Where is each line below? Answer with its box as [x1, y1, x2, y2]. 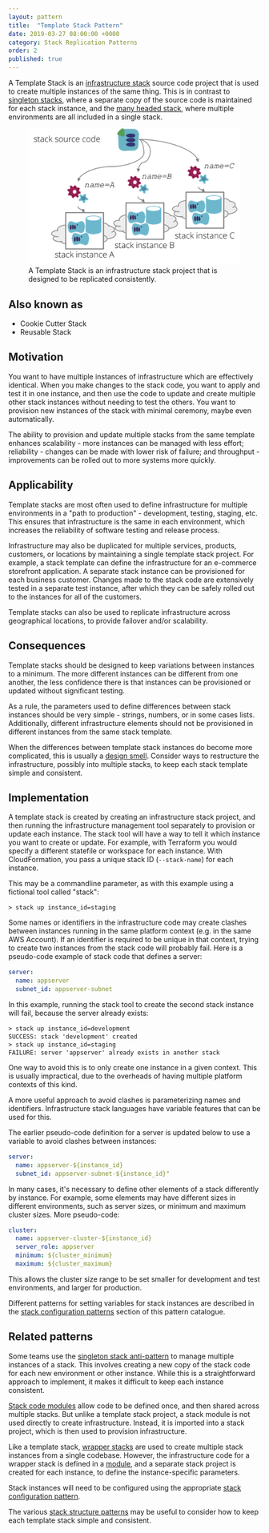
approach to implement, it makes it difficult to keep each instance [8, 1377, 224, 1387]
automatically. [8, 414, 54, 423]
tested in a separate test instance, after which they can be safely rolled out [8, 583, 255, 592]
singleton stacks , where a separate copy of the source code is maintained [8, 95, 252, 104]
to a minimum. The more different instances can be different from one [8, 668, 239, 678]
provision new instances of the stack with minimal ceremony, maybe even [8, 405, 252, 415]
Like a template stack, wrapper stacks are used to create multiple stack [8, 1442, 243, 1451]
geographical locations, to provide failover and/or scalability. [8, 616, 208, 625]
